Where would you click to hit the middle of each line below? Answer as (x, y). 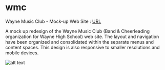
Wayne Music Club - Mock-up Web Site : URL (53, 21)
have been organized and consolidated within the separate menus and (79, 42)
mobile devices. (22, 53)
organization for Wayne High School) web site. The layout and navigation (82, 37)
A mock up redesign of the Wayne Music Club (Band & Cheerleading (78, 31)
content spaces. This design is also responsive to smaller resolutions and (82, 47)
